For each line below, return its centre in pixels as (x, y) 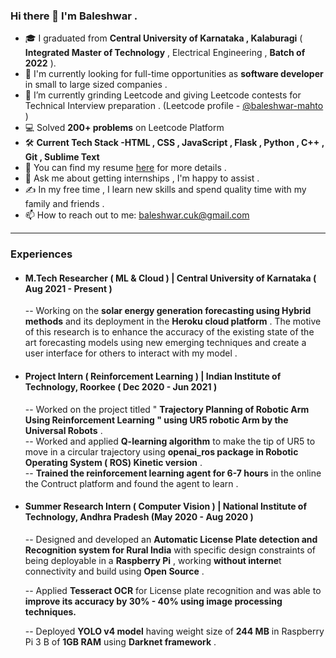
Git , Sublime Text (62, 157)
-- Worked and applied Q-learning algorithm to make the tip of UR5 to (170, 441)
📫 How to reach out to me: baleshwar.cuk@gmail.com (137, 215)
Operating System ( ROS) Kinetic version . (113, 462)
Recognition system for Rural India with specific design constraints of (170, 550)
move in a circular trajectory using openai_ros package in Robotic (161, 451)
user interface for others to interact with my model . (131, 353)
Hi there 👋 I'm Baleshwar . (74, 16)
